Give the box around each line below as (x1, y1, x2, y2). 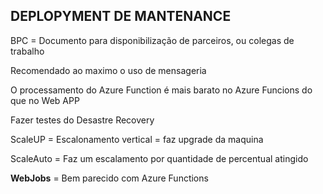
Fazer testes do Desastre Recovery (10, 114, 155, 126)
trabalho (10, 45, 45, 57)
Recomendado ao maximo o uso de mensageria (10, 64, 207, 76)
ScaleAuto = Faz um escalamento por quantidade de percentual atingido (10, 152, 309, 164)
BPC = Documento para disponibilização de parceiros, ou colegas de (10, 34, 295, 46)
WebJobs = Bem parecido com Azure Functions (10, 172, 209, 184)
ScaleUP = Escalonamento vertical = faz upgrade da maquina (10, 133, 264, 145)
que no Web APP (10, 94, 80, 106)
